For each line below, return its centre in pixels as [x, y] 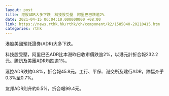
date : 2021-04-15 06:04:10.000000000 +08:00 [53, 19]
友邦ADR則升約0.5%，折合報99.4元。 [45, 88]
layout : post [19, 10]
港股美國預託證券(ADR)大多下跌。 [40, 44]
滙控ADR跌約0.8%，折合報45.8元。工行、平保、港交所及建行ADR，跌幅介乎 [84, 72]
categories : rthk [24, 29]
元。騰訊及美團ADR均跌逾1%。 [38, 61]
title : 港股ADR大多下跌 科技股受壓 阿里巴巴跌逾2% [55, 15]
